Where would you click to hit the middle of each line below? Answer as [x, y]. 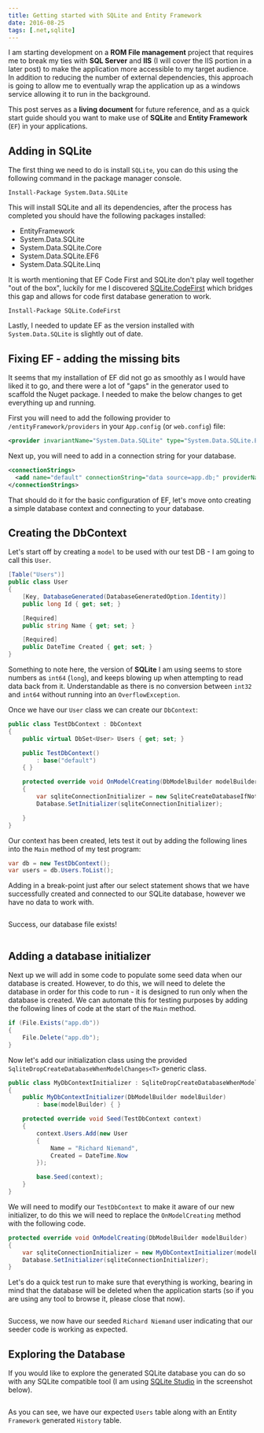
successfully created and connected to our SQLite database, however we [127, 894]
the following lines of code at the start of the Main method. [102, 1009]
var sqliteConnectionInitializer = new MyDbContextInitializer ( [130, 1253]
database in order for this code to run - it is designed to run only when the [128, 992]
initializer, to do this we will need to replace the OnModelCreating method [125, 1215]
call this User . [29, 561]
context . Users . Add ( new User [82, 1133]
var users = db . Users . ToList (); [61, 871]
